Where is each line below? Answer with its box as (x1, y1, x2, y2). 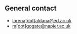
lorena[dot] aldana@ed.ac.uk (12, 17, 72, 23)
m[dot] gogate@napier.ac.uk (12, 23, 71, 29)
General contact (5, 4, 57, 13)
